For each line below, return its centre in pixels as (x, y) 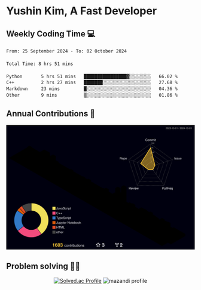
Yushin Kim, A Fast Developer (82, 11)
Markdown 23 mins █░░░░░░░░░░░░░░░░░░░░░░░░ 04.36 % (92, 89)
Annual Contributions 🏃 (51, 114)
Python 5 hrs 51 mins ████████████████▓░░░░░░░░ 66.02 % (92, 76)
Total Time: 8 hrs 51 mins (40, 64)
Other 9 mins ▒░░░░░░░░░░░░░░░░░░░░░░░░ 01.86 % (92, 95)
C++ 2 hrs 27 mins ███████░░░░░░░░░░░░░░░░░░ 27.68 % (92, 83)
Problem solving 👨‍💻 (43, 266)
